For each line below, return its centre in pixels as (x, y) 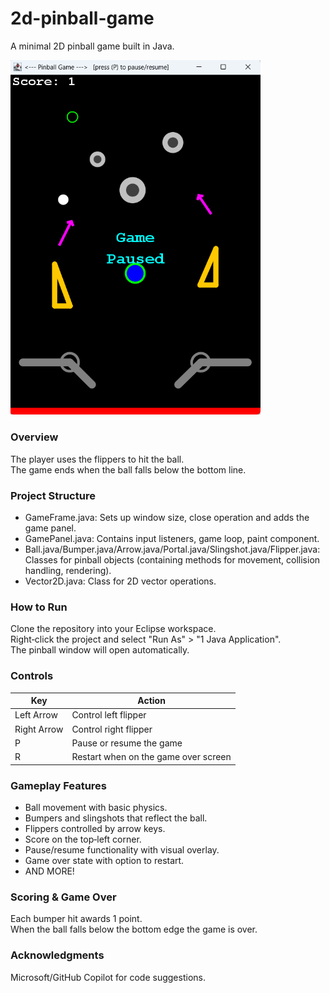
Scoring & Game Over (63, 897)
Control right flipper (112, 729)
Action (151, 701)
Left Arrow (36, 715)
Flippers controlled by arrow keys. (95, 828)
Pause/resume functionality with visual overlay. (122, 849)
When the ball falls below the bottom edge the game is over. (134, 929)
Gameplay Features (59, 785)
